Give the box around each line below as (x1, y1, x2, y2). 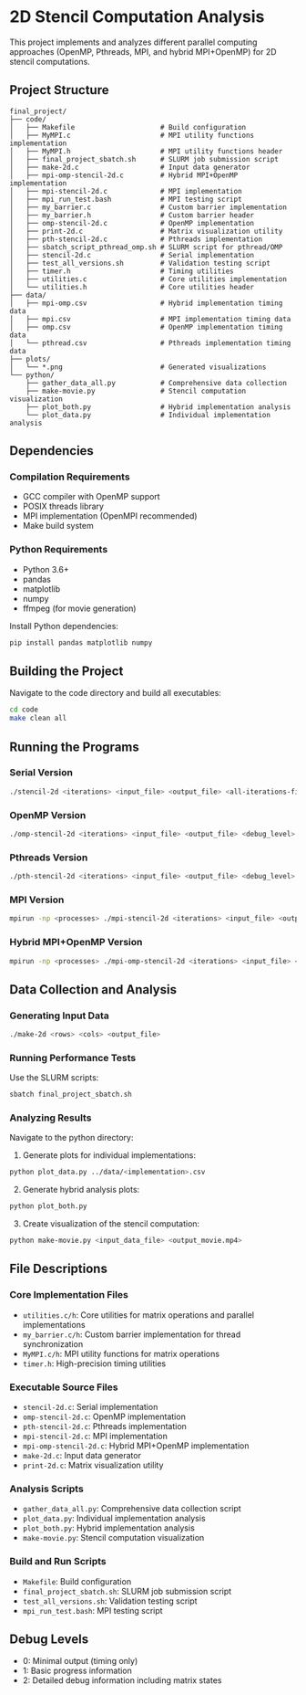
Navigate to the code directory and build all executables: (9, 688, 221, 699)
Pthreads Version (9, 851, 88, 864)
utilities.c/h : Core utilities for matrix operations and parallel (22, 1309, 255, 1321)
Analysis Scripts (9, 1482, 84, 1495)
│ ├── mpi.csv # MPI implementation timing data (9, 314, 291, 323)
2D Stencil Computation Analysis (9, 6, 265, 27)
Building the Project (9, 664, 124, 679)
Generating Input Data (9, 1009, 109, 1022)
